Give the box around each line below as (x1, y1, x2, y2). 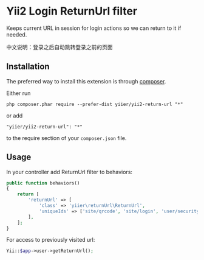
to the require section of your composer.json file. (6, 134, 127, 141)
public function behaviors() (6, 180, 80, 186)
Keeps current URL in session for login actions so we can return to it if (6, 24, 182, 32)
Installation (6, 61, 50, 72)
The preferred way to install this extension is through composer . (6, 77, 166, 85)
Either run (6, 90, 31, 97)
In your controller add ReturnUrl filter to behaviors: (6, 168, 132, 175)
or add (6, 111, 23, 119)
